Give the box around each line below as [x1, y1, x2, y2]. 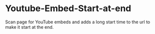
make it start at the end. [5, 24, 54, 30]
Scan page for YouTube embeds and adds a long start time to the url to [5, 19, 151, 25]
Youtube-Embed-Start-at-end [5, 3, 132, 14]
